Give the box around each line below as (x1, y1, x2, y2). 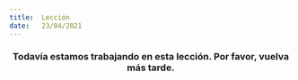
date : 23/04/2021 (9, 21, 83, 30)
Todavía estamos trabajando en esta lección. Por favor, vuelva (12, 51, 290, 63)
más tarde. (127, 61, 175, 74)
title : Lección (9, 12, 70, 22)
